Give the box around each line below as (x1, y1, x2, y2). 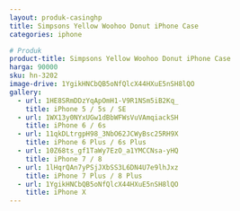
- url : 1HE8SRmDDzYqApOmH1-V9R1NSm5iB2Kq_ (17, 96, 179, 105)
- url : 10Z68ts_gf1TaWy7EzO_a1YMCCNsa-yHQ (17, 146, 179, 155)
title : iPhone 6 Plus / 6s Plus (25, 138, 147, 147)
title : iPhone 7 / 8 (25, 154, 102, 163)
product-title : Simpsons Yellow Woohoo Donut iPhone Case (9, 55, 231, 64)
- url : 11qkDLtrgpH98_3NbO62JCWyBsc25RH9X (17, 129, 179, 139)
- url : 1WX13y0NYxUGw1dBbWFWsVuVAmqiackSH (17, 113, 179, 122)
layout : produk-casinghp (9, 13, 102, 22)
